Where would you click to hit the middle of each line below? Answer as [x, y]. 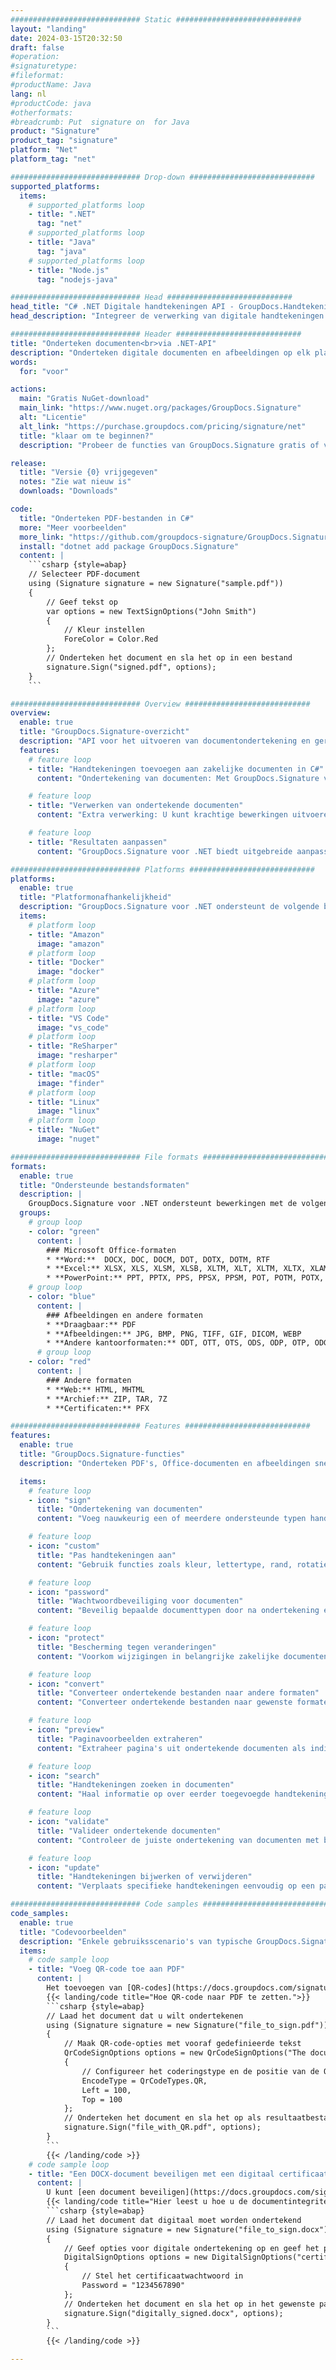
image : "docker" [70, 972]
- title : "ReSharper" [73, 1046]
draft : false [37, 47]
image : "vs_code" [73, 1027]
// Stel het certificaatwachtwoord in [162, 2276]
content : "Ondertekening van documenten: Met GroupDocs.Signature [178, 778]
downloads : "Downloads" [68, 491]
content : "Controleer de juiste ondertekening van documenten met [178, 1840]
